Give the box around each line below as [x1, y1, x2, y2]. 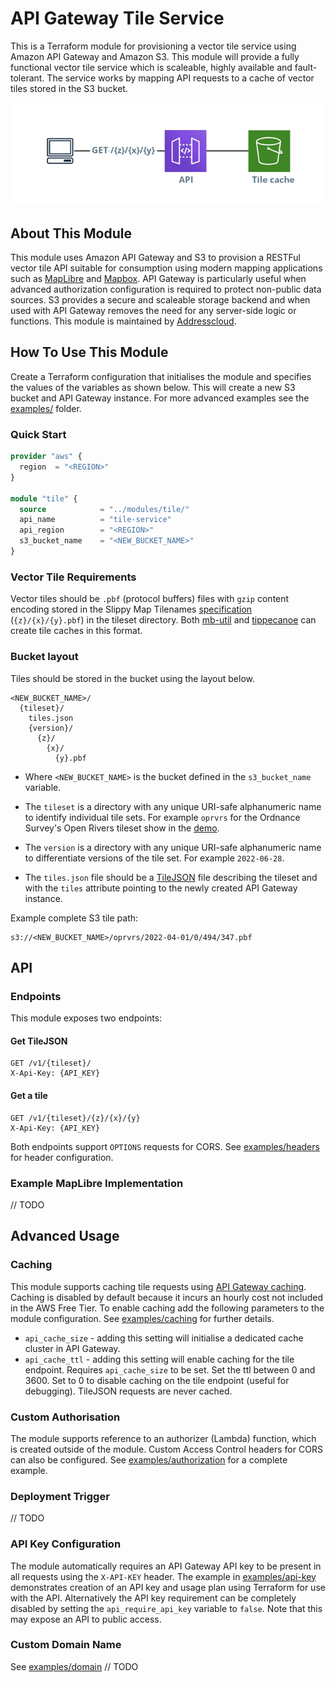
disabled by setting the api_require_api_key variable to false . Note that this [10, 1602, 323, 1614]
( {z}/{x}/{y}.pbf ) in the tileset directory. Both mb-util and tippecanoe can [10, 614, 317, 626]
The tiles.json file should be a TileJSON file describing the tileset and [24, 871, 318, 883]
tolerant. [10, 72, 45, 84]
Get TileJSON [10, 1035, 68, 1047]
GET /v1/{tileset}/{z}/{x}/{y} [10, 1113, 141, 1123]
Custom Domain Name [10, 1638, 122, 1652]
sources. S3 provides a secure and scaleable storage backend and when [10, 294, 311, 306]
